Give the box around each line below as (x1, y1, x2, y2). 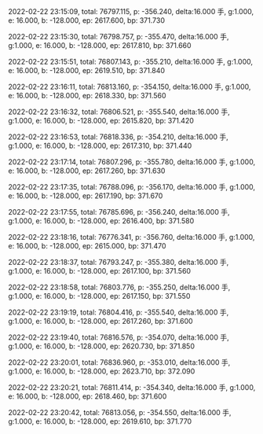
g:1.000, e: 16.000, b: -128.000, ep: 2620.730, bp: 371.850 (8, 341, 195, 351)
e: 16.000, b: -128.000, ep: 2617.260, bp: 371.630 (8, 166, 166, 175)
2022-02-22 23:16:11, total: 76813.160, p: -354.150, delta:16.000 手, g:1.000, (8, 82, 251, 91)
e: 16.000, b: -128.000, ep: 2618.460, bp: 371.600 (8, 392, 167, 401)
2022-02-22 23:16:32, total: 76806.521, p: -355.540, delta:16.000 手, (8, 107, 230, 116)
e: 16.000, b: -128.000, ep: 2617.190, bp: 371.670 (8, 191, 163, 200)
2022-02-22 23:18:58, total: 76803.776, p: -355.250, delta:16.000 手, (8, 282, 231, 292)
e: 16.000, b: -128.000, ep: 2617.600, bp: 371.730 (8, 16, 165, 25)
